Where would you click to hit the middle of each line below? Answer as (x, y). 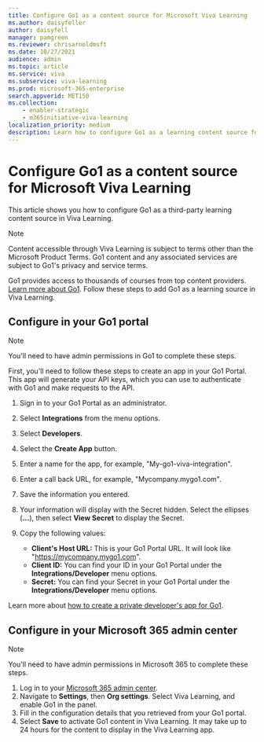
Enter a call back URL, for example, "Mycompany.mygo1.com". (120, 479)
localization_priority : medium (59, 125)
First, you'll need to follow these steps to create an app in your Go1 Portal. (128, 371)
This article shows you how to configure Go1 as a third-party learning (120, 210)
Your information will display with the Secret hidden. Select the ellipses (134, 510)
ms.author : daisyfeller (47, 23)
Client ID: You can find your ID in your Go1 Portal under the (126, 565)
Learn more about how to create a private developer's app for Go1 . (116, 605)
